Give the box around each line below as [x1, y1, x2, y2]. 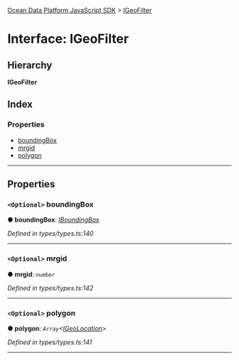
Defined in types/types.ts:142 [7, 283, 94, 292]
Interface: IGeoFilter [7, 31, 129, 47]
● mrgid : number [7, 270, 55, 278]
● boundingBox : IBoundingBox [7, 216, 100, 224]
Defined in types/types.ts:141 [7, 337, 92, 347]
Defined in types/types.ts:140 [7, 229, 94, 238]
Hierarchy [7, 59, 53, 71]
